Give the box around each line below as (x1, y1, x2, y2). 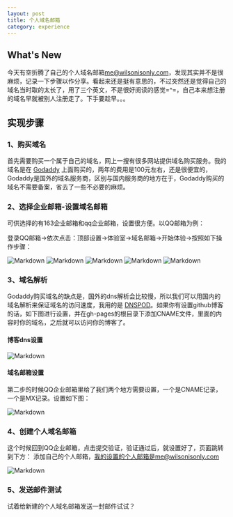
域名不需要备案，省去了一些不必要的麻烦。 (7, 183, 129, 191)
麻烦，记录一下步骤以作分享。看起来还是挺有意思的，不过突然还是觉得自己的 (7, 77, 227, 86)
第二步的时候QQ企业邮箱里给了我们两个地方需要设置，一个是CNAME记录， (7, 385, 222, 394)
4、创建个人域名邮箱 (7, 426, 77, 436)
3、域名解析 (7, 275, 48, 285)
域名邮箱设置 (7, 369, 44, 377)
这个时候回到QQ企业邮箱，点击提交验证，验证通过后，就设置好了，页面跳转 (7, 444, 224, 452)
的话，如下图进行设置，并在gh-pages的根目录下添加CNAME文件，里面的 (7, 309, 216, 318)
